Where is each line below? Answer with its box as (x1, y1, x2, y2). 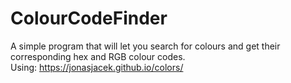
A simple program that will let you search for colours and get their (10, 40, 281, 52)
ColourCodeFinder (10, 7, 168, 30)
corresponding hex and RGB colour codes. (10, 50, 186, 62)
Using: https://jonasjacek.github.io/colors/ (10, 61, 184, 73)
